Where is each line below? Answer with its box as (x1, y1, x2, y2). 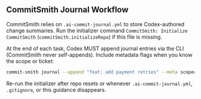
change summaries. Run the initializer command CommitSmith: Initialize (6, 27, 188, 34)
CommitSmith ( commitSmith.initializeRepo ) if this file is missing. (6, 33, 163, 41)
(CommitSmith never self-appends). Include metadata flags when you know (6, 51, 193, 58)
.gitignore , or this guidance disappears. (6, 86, 106, 93)
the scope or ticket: (6, 57, 54, 64)
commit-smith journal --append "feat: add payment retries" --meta (6, 69, 178, 75)
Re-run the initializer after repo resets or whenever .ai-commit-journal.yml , (6, 80, 193, 87)
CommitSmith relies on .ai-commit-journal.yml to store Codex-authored (6, 20, 185, 27)
